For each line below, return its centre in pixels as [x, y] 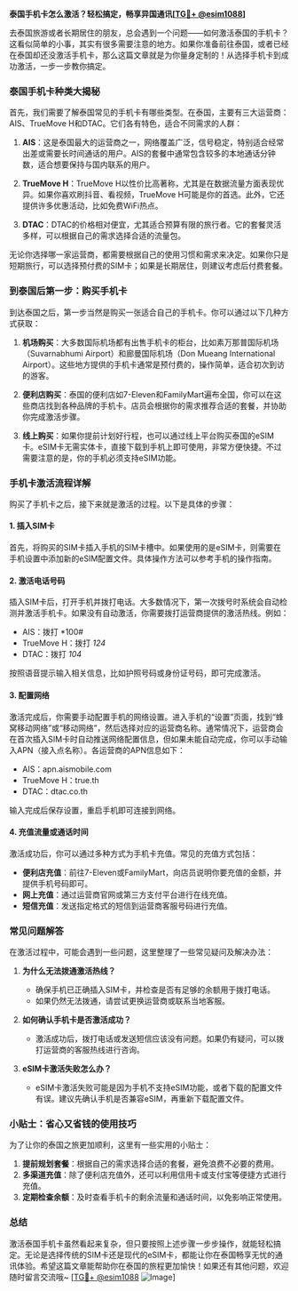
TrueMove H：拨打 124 [64, 643]
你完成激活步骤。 [53, 416]
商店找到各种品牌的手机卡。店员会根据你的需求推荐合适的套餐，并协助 [158, 405]
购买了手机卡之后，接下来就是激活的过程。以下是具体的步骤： [122, 504]
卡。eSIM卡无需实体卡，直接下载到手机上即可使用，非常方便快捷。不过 [152, 446]
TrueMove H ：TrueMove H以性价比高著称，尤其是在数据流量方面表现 [149, 184]
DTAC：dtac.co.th [55, 791]
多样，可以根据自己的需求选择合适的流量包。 [104, 236]
